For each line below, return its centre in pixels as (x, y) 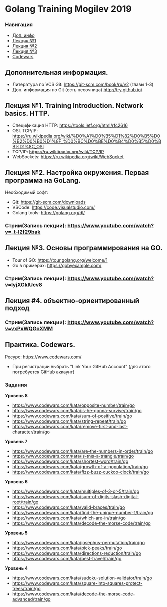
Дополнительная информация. (57, 73)
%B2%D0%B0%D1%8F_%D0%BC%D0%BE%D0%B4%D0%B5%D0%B (86, 141)
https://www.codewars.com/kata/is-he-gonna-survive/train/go (77, 410)
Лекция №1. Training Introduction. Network (74, 105)
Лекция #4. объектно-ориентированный (72, 300)
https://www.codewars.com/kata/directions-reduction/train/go (77, 553)
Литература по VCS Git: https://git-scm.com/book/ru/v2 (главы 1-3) (83, 84)
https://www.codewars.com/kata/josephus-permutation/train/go (79, 542)
